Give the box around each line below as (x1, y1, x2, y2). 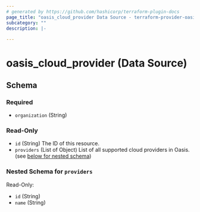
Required (6, 98, 33, 106)
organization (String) (14, 111, 67, 119)
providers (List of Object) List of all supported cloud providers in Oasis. (14, 146, 190, 154)
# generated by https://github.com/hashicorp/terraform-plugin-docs (6, 8, 180, 15)
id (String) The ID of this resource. (14, 140, 100, 147)
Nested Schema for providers (6, 167, 93, 176)
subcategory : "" (6, 20, 46, 26)
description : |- (6, 25, 46, 32)
